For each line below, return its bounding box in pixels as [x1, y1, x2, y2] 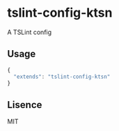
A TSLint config [7, 28, 52, 36]
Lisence [7, 99, 42, 111]
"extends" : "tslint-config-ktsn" [13, 73, 111, 80]
